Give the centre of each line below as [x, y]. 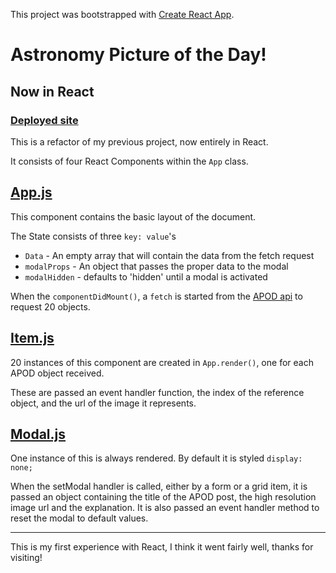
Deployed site [44, 120]
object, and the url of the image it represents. [103, 403]
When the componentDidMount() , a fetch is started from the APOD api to [156, 296]
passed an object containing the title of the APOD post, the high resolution [163, 497]
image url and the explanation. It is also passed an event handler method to [165, 508]
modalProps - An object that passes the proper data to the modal [156, 266]
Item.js [32, 338]
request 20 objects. [50, 306]
